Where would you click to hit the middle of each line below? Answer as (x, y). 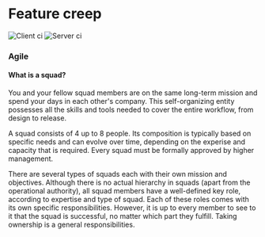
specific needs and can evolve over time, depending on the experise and (127, 142)
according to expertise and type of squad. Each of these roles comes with (129, 200)
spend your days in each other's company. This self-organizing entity (121, 101)
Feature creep (55, 14)
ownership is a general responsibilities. (72, 225)
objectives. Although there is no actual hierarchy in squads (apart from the (129, 182)
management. (31, 159)
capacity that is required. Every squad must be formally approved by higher (131, 151)
